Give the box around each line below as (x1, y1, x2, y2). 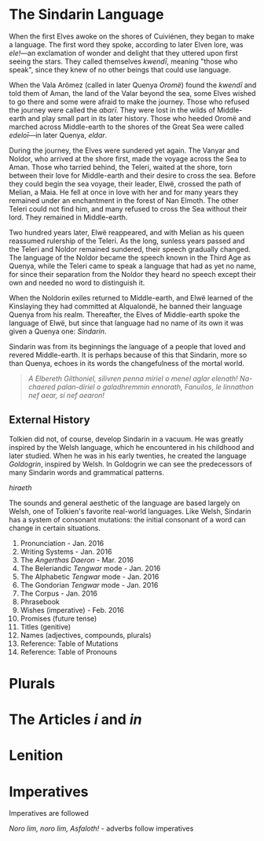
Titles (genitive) (20, 622, 71, 631)
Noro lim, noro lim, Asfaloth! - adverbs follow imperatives (9, 824, 194, 833)
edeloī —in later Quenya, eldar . (9, 130, 108, 139)
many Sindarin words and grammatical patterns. (9, 467, 164, 477)
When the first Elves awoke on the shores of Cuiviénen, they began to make (9, 31, 255, 41)
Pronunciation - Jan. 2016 (20, 538, 104, 548)
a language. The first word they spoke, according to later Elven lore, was (9, 39, 244, 49)
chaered (27, 382, 56, 391)
